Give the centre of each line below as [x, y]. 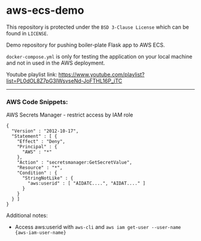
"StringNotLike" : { [48, 178]
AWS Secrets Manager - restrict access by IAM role [70, 115]
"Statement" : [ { [35, 136]
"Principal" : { [37, 147]
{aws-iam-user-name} [40, 233]
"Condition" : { [37, 173]
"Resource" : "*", [40, 168]
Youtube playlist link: [32, 74]
